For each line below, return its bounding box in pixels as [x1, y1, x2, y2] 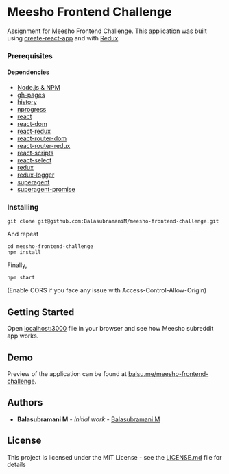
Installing [7, 202, 39, 212]
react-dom [16, 120, 47, 128]
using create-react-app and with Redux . [7, 34, 120, 42]
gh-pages [16, 90, 45, 99]
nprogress [16, 105, 47, 114]
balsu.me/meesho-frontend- [128, 369, 209, 377]
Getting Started [7, 306, 75, 318]
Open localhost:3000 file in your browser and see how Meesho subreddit [7, 325, 214, 333]
